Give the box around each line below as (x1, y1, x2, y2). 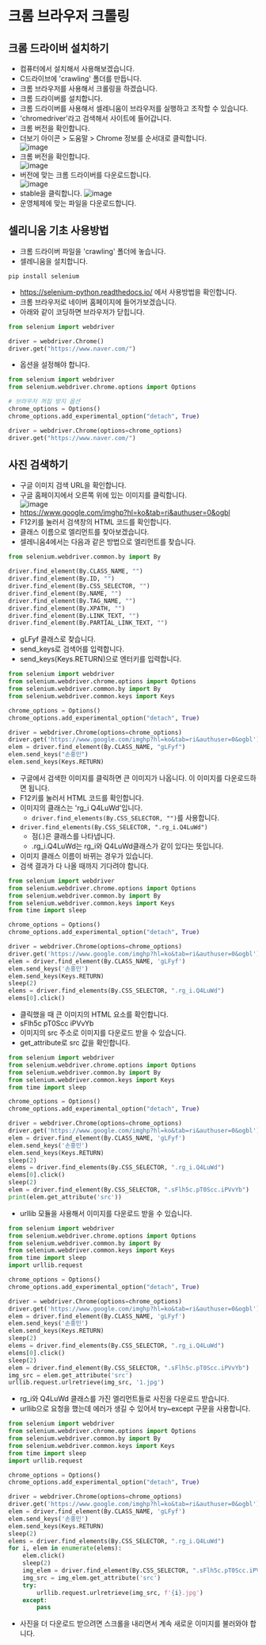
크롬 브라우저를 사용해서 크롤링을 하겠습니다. (19, 84, 158, 93)
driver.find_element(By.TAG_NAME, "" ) (8, 597, 136, 604)
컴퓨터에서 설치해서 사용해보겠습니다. (19, 64, 135, 73)
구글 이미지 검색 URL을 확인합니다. (19, 481, 127, 490)
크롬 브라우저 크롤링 (8, 7, 131, 25)
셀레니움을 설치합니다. (19, 256, 89, 266)
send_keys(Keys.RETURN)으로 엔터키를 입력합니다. (19, 655, 182, 664)
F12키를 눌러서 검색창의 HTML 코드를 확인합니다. (19, 517, 172, 527)
